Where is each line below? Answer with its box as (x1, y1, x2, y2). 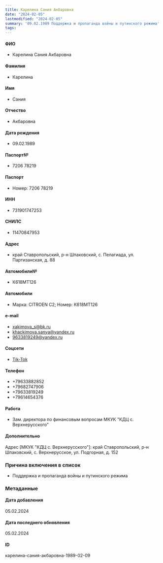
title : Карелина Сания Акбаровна (5, 7, 74, 12)
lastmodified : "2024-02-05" (5, 16, 63, 21)
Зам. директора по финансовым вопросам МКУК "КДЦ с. (12, 417, 134, 423)
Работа (5, 405, 21, 411)
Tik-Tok (12, 356, 28, 362)
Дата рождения (5, 130, 39, 135)
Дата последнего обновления (5, 519, 70, 525)
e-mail (5, 313, 19, 319)
